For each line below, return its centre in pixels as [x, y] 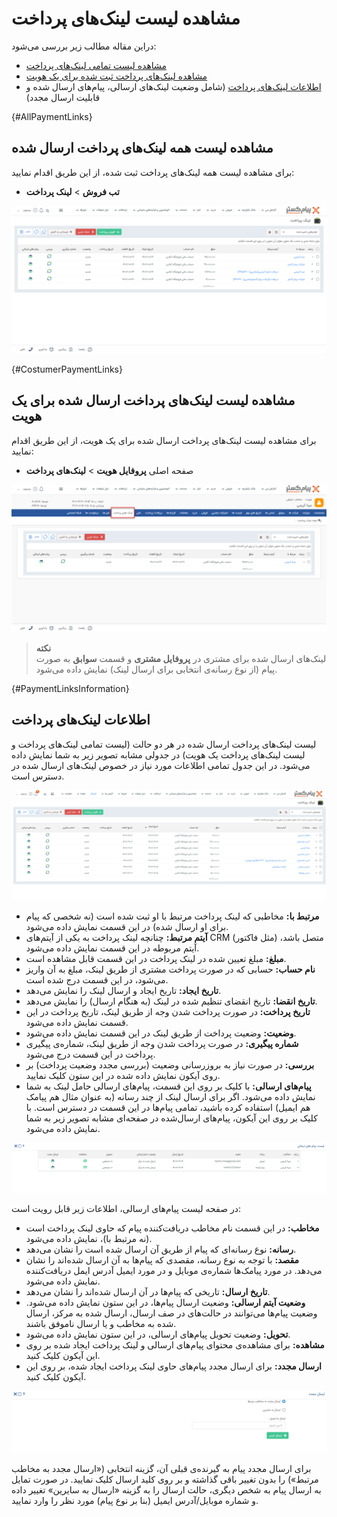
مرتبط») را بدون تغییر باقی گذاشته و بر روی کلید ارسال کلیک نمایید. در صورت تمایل [165, 1479]
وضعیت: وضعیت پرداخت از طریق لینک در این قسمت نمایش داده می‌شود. [161, 1033]
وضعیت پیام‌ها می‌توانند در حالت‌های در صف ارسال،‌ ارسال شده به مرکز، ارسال [171, 1313]
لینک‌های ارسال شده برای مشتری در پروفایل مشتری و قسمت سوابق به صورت [181, 659]
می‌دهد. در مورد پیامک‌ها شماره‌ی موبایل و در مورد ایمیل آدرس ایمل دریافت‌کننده [174, 1271]
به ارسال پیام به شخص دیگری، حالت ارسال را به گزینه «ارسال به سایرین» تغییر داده [166, 1489]
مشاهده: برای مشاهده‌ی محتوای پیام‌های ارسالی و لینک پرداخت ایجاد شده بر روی [175, 1345]
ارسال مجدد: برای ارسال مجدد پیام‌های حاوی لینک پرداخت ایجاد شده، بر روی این [173, 1366]
